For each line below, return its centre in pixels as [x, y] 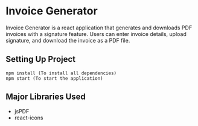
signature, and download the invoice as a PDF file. [68, 40]
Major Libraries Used [46, 97]
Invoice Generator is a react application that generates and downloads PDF [99, 28]
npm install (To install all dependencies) [61, 73]
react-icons [29, 118]
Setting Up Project [41, 59]
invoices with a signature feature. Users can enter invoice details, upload [96, 34]
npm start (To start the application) [54, 78]
